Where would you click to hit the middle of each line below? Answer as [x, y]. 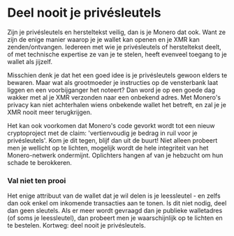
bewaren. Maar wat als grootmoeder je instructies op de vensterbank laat [113, 82]
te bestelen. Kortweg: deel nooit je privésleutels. [76, 226]
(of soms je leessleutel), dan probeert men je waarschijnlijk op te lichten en [115, 218]
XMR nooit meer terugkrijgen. [50, 112]
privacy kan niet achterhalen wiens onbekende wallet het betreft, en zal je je [117, 104]
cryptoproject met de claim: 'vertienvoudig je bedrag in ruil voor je [102, 133]
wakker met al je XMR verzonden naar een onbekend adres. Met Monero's [114, 97]
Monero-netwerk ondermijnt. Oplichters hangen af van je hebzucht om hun [115, 155]
